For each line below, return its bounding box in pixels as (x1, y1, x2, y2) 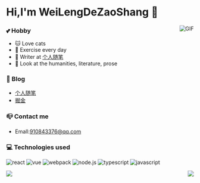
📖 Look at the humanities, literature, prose (14, 60, 118, 67)
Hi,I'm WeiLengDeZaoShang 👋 (6, 5, 159, 19)
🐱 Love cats (14, 40, 46, 47)
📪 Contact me (6, 112, 49, 121)
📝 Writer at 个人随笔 (14, 53, 64, 61)
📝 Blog (6, 75, 26, 83)
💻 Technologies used (6, 143, 70, 151)
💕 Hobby (6, 27, 32, 35)
